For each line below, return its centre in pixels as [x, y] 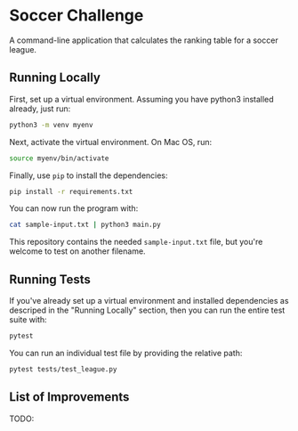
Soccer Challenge [77, 16]
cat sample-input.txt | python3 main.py [85, 225]
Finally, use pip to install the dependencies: [89, 175]
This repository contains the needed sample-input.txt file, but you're [136, 242]
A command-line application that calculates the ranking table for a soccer [144, 40]
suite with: [28, 320]
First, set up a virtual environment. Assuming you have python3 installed [141, 99]
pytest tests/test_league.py [63, 369]
